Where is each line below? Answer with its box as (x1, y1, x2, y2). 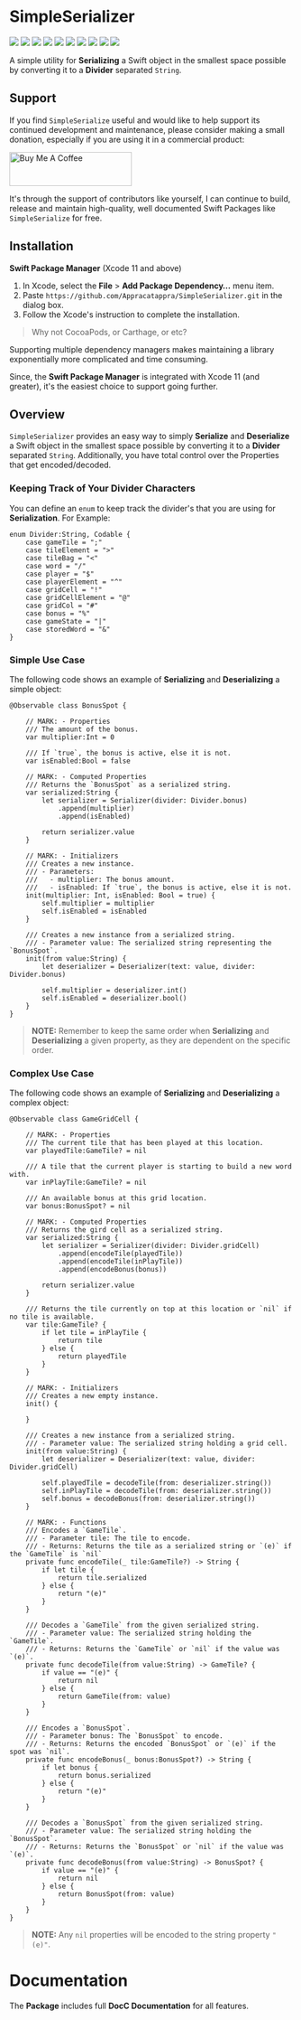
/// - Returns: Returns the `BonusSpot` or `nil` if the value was (25, 1842, 284, 1852)
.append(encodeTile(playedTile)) (57, 1249, 183, 1258)
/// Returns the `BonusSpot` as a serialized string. (25, 780, 232, 789)
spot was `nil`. (9, 1747, 70, 1757)
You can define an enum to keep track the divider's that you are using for (9, 503, 277, 513)
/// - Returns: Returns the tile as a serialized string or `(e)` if (25, 1542, 293, 1551)
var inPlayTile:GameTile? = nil (25, 1178, 147, 1188)
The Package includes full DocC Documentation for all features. (9, 2000, 250, 2012)
